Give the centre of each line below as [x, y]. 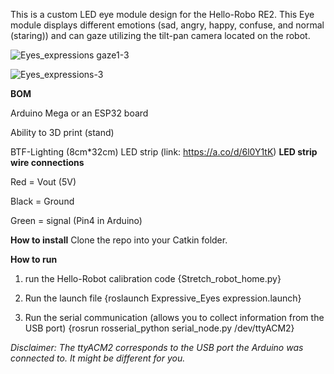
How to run [34, 259]
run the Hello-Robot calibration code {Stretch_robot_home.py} [153, 278]
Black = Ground [42, 201]
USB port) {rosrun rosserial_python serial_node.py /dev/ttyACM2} [159, 328]
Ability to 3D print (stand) [62, 132]
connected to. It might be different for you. [98, 358]
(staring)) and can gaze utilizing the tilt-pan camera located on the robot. [160, 35]
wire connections [47, 162]
